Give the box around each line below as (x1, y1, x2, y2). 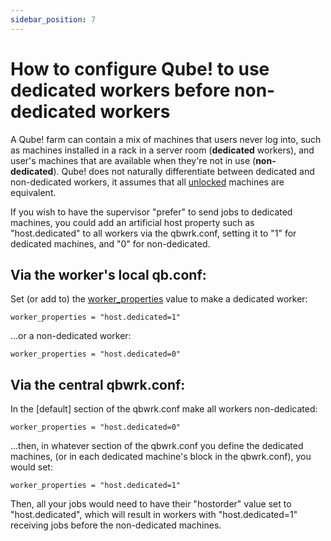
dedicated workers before (10, 79, 231, 101)
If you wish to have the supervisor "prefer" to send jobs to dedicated (10, 206, 293, 218)
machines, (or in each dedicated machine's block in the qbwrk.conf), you (10, 451, 312, 463)
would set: (10, 461, 53, 473)
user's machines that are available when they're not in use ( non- (10, 154, 277, 166)
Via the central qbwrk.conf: (10, 376, 186, 393)
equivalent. (10, 186, 57, 198)
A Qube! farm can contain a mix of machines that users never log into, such (10, 133, 322, 145)
